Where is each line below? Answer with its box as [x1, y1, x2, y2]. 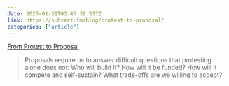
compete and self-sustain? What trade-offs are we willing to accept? [24, 71, 223, 79]
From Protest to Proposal [7, 43, 79, 51]
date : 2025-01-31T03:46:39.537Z [7, 10, 102, 17]
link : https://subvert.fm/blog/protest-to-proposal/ [7, 17, 165, 24]
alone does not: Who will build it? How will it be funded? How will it [24, 64, 217, 72]
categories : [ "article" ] [7, 23, 80, 30]
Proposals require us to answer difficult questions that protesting [24, 56, 212, 64]
